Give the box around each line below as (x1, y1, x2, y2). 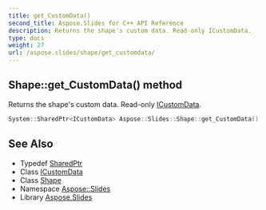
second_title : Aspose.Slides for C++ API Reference (8, 19, 184, 27)
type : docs (8, 34, 45, 42)
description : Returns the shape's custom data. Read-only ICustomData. (8, 26, 252, 34)
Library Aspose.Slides (19, 192, 93, 202)
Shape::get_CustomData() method (8, 78, 183, 92)
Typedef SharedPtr (19, 158, 83, 168)
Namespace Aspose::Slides (19, 184, 111, 193)
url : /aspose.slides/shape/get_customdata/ (8, 49, 156, 57)
